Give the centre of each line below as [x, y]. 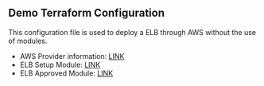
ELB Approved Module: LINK [66, 73]
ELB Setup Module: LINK [60, 64]
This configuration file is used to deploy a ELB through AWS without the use [132, 32]
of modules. [28, 41]
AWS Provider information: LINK [72, 56]
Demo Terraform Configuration [87, 13]
